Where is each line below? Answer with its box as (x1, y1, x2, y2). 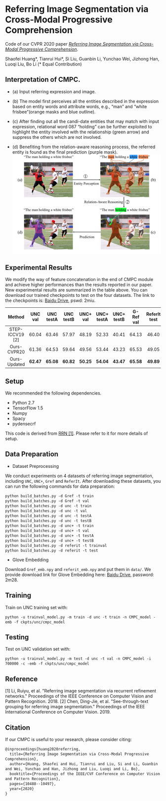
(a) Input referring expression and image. (12, 88, 96, 95)
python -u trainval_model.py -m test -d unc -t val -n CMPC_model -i (5, 656, 152, 661)
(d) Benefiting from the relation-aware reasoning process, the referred (12, 144, 156, 150)
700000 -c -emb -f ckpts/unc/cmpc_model (5, 661, 90, 666)
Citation (5, 723, 31, 732)
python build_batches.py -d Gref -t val (5, 498, 90, 504)
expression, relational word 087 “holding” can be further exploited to (12, 123, 152, 129)
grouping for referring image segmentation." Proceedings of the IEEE (5, 704, 145, 710)
